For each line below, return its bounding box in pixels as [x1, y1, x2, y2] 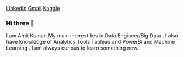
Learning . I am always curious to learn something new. [6, 44, 139, 51]
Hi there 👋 [6, 19, 35, 27]
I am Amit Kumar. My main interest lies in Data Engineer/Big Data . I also [6, 32, 178, 39]
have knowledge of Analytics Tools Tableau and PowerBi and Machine [6, 39, 175, 45]
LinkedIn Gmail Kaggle [6, 5, 60, 12]
